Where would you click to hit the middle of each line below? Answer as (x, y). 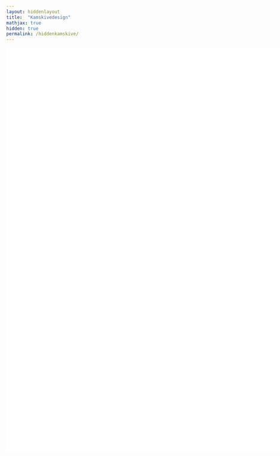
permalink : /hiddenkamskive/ (42, 34)
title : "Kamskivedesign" (38, 17)
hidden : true (22, 28)
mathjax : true (24, 23)
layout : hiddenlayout (33, 12)
